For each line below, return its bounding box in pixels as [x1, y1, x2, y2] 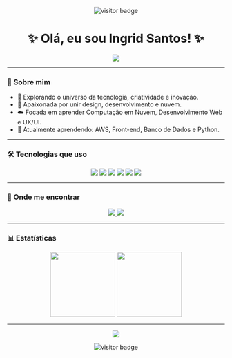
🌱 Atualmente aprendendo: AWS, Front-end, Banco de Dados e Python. [17, 125, 220, 134]
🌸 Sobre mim [7, 77, 50, 86]
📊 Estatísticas [7, 233, 57, 243]
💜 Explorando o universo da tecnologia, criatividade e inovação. [17, 93, 199, 102]
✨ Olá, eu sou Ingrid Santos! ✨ [27, 31, 205, 46]
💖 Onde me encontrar [7, 192, 81, 202]
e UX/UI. [17, 118, 42, 126]
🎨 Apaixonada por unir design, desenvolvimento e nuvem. [17, 100, 182, 109]
